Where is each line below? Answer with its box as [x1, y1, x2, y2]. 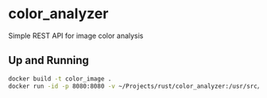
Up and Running [8, 54, 90, 67]
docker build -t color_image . [8, 74, 112, 83]
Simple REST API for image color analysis [8, 31, 144, 40]
